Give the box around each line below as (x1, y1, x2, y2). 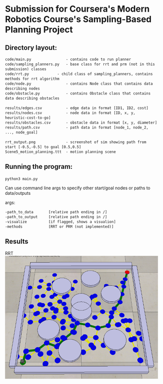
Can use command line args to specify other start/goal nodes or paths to (5, 185, 150, 191)
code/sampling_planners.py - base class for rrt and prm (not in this (5, 62, 155, 67)
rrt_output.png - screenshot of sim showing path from (5, 140, 147, 145)
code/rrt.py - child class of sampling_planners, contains (5, 72, 153, 76)
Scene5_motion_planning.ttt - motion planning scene (5, 149, 116, 154)
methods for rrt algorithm (5, 76, 60, 81)
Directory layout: (5, 43, 57, 52)
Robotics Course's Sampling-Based (5, 14, 152, 25)
